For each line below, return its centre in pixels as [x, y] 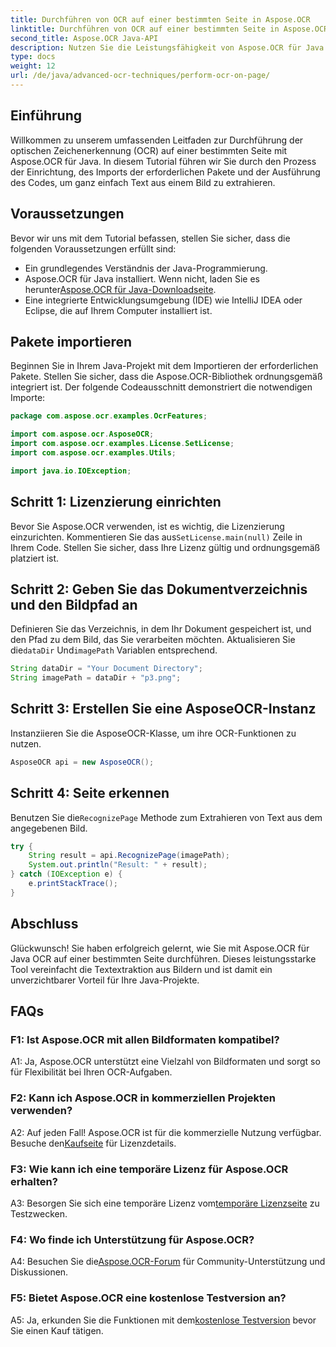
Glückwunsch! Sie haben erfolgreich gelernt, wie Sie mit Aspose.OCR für [160, 948]
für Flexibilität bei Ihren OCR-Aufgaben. [91, 1072]
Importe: [28, 398]
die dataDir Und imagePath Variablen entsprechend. [114, 650]
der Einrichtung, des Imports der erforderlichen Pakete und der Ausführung [165, 172]
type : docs [33, 57]
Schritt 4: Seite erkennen [90, 793]
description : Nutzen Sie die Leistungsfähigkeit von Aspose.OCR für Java [167, 47]
